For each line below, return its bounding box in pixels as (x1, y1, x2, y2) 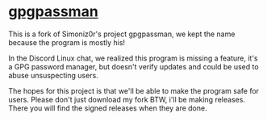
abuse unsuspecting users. (8, 70, 98, 80)
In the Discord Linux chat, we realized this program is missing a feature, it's (8, 53, 258, 63)
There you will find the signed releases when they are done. (8, 103, 207, 113)
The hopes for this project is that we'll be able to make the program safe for (8, 86, 260, 95)
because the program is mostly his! (8, 37, 126, 47)
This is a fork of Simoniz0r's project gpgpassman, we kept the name (8, 29, 236, 39)
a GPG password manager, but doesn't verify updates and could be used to (8, 61, 260, 71)
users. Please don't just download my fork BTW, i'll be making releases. (8, 94, 246, 104)
